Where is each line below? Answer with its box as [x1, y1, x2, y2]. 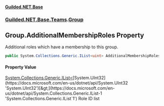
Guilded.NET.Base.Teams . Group [5, 16, 84, 23]
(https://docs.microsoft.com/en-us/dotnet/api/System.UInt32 [5, 80, 128, 86]
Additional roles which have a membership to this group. [5, 44, 119, 50]
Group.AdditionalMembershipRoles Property [5, 31, 144, 39]
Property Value [5, 64, 37, 70]
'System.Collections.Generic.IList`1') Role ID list [5, 96, 100, 102]
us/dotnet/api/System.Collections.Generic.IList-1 [5, 90, 102, 96]
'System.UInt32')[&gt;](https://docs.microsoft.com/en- [5, 85, 115, 91]
